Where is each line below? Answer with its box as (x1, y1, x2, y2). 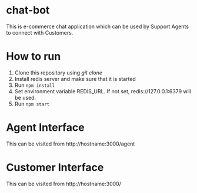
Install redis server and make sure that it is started (14, 75, 136, 82)
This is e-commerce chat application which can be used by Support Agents (6, 23, 189, 30)
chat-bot (6, 4, 50, 17)
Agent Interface (6, 121, 85, 134)
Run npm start (14, 100, 50, 107)
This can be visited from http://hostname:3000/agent (6, 140, 135, 147)
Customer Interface (6, 161, 104, 174)
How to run (6, 50, 61, 63)
